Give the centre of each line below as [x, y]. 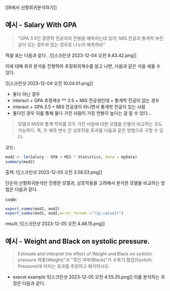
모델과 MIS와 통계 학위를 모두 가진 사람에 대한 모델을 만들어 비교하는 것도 [90, 124]
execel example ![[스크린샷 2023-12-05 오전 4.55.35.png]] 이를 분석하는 [86, 277]
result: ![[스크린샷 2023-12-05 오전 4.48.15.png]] [55, 224]
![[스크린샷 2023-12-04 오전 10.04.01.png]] [49, 83]
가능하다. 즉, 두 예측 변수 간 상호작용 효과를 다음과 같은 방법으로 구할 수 [88, 130]
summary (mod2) [20, 161]
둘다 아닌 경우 [26, 94]
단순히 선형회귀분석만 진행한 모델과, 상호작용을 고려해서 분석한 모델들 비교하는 [82, 183]
